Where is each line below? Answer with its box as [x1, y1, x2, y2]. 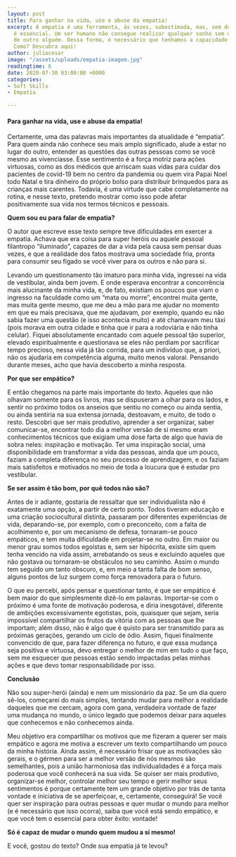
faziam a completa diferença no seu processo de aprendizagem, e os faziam [7, 455, 229, 464]
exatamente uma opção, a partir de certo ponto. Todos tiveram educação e [7, 505, 225, 514]
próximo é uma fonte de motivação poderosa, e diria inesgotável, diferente [7, 601, 223, 610]
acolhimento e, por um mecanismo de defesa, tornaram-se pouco [7, 528, 198, 536]
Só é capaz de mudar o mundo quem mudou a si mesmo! [7, 828, 176, 837]
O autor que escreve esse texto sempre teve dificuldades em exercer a [7, 227, 213, 236]
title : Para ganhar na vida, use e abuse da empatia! [7, 17, 169, 24]
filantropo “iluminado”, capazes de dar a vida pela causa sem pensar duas [7, 242, 222, 251]
